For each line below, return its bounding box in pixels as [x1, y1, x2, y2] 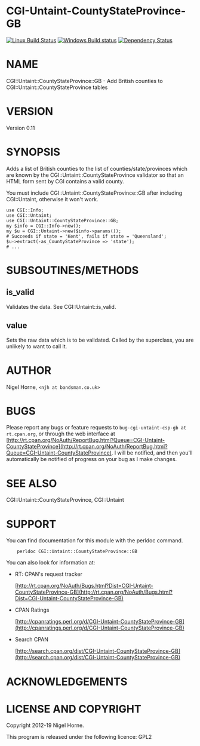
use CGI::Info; [6, 207, 44, 213]
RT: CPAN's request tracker [14, 570, 82, 578]
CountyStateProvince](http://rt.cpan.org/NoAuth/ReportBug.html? [6, 443, 168, 450]
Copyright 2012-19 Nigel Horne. [6, 722, 85, 729]
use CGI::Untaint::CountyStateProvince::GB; [6, 217, 119, 223]
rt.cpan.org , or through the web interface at [6, 430, 115, 437]
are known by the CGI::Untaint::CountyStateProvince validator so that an [6, 171, 184, 179]
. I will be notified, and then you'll [111, 449, 193, 456]
